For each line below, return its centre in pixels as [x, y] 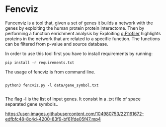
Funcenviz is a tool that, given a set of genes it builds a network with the [79, 23]
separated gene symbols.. [32, 104]
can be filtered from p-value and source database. [57, 44]
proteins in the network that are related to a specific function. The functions [83, 39]
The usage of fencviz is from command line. [50, 72]
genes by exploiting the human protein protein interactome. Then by [75, 28]
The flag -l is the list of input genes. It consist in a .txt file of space [73, 99]
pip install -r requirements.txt [40, 63]
